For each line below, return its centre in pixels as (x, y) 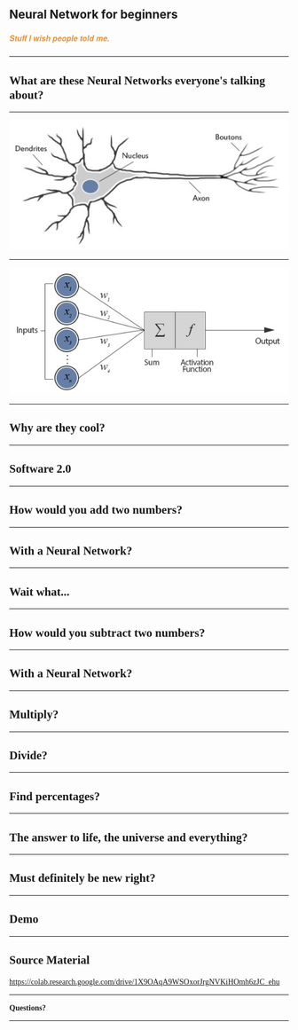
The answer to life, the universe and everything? (129, 837)
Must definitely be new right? (82, 878)
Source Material (50, 960)
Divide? (28, 755)
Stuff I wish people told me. (59, 37)
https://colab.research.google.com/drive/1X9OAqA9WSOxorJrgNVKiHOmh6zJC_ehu (145, 983)
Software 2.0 (40, 469)
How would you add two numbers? (96, 510)
